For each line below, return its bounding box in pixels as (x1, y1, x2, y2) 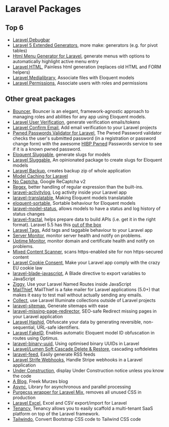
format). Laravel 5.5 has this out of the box (12, 222, 102, 228)
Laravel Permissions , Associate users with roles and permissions (12, 80, 148, 86)
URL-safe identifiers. (36, 324, 80, 330)
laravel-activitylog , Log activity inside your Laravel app (12, 189, 127, 195)
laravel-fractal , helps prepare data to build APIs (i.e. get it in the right (12, 216, 156, 222)
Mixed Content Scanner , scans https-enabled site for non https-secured (12, 249, 163, 255)
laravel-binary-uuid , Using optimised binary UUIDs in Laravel (12, 340, 139, 346)
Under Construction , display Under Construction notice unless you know (12, 367, 164, 374)
